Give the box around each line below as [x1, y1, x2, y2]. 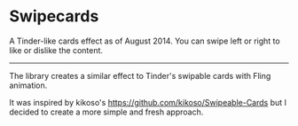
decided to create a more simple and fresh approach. [9, 106, 204, 117]
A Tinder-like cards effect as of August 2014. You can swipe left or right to [9, 35, 281, 46]
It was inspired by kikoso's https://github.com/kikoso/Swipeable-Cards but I [9, 97, 286, 107]
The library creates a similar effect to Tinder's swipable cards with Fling [9, 70, 271, 81]
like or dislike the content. [9, 44, 104, 55]
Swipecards [9, 6, 99, 27]
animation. [9, 80, 48, 91]
